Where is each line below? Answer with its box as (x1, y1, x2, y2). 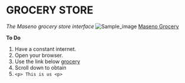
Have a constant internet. (14, 45, 77, 53)
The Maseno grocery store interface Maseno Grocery (6, 23, 179, 30)
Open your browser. (14, 51, 64, 58)
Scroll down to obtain (14, 64, 67, 71)
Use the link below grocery (14, 58, 81, 65)
